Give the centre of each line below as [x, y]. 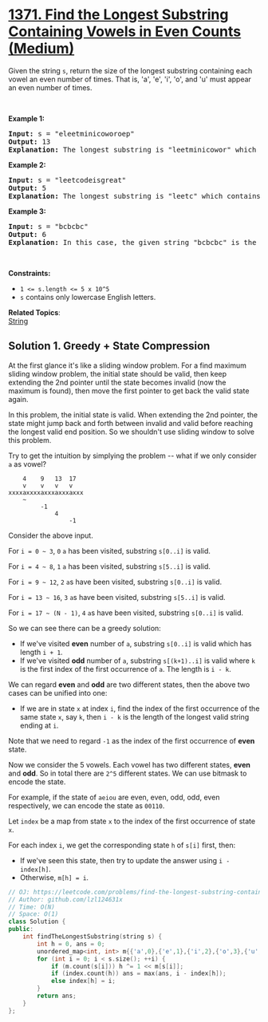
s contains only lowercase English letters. [88, 297]
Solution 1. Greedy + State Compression [109, 346]
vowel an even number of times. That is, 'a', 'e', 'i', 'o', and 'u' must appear [130, 79]
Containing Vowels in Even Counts [125, 32]
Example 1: [27, 118]
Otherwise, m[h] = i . [54, 877]
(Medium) [41, 49]
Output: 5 [27, 188]
